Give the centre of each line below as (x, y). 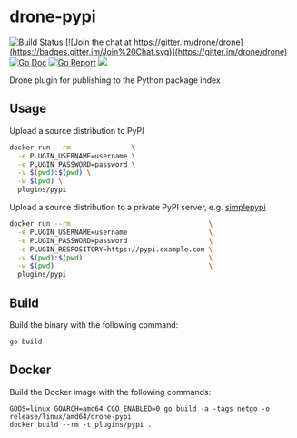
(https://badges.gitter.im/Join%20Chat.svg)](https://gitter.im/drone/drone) (148, 51)
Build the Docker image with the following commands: (110, 392)
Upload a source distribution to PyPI (77, 130)
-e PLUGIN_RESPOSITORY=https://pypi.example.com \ (115, 249)
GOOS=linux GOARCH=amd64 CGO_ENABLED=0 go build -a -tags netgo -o (140, 408)
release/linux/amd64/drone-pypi (70, 416)
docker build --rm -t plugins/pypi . (81, 424)
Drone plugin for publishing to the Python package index (115, 80)
